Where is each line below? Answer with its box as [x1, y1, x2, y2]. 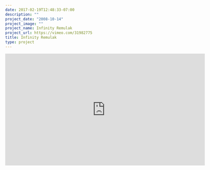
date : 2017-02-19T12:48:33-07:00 [5, 7, 75, 12]
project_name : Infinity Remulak [5, 26, 72, 31]
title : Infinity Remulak [5, 35, 57, 40]
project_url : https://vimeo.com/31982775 [5, 30, 93, 35]
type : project [5, 40, 35, 45]
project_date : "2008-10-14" [5, 16, 64, 21]
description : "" [5, 12, 39, 17]
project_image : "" [5, 21, 43, 26]
